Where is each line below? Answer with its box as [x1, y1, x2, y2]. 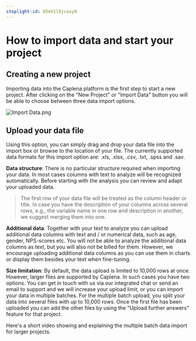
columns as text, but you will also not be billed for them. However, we [6, 243, 174, 250]
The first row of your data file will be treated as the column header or [20, 195, 187, 202]
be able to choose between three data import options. [6, 97, 136, 104]
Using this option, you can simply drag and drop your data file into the [6, 141, 174, 148]
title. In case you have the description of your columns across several [20, 201, 188, 208]
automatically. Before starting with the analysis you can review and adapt [6, 177, 183, 184]
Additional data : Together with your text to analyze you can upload [6, 225, 168, 232]
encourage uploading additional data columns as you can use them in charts [6, 250, 190, 257]
